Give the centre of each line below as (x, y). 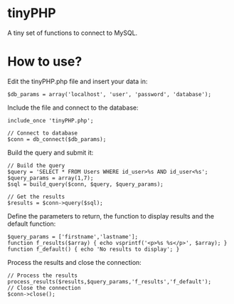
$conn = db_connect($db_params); (57, 139)
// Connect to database (43, 133)
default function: (32, 224)
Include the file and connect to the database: (73, 108)
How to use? (45, 62)
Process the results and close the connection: (75, 262)
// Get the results (36, 196)
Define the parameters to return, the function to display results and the (111, 216)
